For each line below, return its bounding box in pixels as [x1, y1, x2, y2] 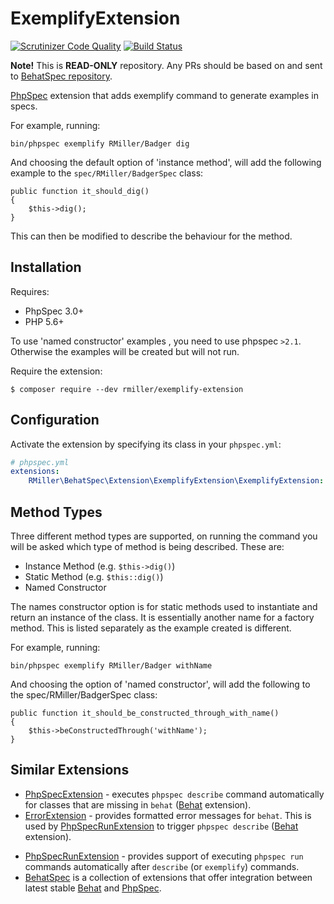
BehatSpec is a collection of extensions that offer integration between [24, 871, 313, 883]
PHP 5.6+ [24, 315, 65, 327]
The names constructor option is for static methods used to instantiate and [10, 601, 318, 612]
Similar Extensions [10, 762, 130, 779]
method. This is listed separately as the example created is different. [10, 622, 292, 634]
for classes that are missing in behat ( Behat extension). [24, 798, 252, 811]
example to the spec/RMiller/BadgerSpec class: [10, 167, 204, 179]
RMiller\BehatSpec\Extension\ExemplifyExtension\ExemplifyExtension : [28, 476, 325, 486]
